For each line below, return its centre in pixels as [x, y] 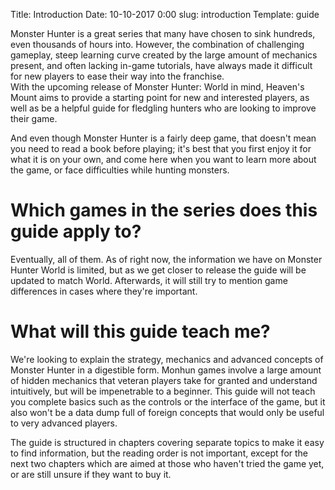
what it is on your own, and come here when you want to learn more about [163, 159]
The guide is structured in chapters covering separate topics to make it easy [167, 442]
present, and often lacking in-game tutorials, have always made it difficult [161, 65]
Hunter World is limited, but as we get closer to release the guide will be [158, 270]
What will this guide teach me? [140, 331]
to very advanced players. [64, 423]
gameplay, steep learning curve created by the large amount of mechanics [164, 55]
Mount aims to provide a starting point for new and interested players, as [160, 97]
